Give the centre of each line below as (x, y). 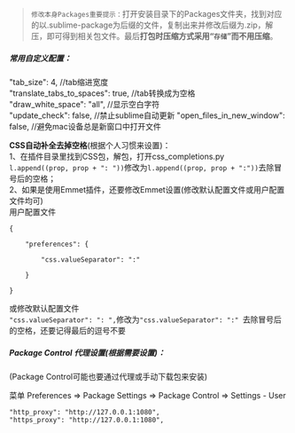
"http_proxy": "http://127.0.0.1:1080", (85, 412)
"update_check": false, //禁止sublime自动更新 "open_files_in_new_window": (147, 115)
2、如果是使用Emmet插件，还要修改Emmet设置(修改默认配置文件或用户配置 (147, 189)
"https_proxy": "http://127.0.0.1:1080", (87, 420)
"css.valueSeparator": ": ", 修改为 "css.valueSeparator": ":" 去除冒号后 (145, 319)
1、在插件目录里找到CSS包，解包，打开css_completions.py (117, 156)
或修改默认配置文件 (44, 308)
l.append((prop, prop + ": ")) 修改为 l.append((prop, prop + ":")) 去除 (142, 167)
